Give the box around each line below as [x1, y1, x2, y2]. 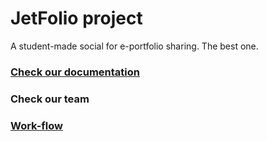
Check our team [10, 92, 90, 106]
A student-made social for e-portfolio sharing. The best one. [10, 40, 259, 52]
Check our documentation [10, 65, 141, 79]
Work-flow [10, 118, 63, 132]
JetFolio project [10, 7, 143, 30]
